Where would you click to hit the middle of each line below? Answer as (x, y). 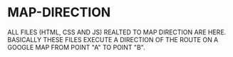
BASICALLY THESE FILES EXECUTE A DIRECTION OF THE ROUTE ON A (113, 39)
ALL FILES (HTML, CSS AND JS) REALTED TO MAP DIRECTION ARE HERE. (117, 32)
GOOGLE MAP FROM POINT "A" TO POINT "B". (76, 47)
